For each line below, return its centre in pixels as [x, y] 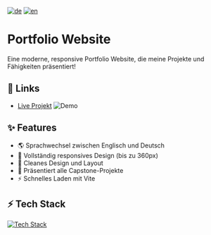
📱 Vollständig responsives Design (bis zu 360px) [88, 155]
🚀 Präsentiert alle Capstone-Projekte [70, 170]
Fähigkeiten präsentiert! [41, 66]
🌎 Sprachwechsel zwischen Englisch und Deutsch [91, 145]
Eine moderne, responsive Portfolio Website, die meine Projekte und [106, 59]
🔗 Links [24, 89]
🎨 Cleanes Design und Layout [60, 163]
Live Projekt [34, 105]
